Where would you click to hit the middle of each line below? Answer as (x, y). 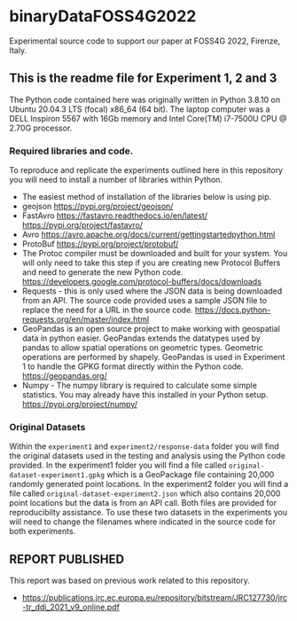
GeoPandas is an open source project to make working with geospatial (151, 329)
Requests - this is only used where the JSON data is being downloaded (152, 291)
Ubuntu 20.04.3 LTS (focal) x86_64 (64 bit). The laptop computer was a (140, 109)
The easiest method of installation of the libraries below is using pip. (147, 197)
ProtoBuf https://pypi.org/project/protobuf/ (100, 244)
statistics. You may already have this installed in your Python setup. (145, 395)
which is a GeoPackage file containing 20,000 (190, 475)
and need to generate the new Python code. (102, 272)
